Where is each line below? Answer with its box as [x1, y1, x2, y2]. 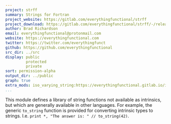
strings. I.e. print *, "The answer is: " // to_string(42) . [5, 112, 129, 119]
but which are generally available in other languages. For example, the [5, 102, 153, 108]
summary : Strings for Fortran [5, 12, 70, 17]
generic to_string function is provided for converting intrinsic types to [5, 107, 154, 113]
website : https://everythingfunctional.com [5, 36, 99, 41]
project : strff [5, 7, 38, 13]
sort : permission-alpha [5, 69, 56, 74]
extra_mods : [5, 82, 31, 88]
